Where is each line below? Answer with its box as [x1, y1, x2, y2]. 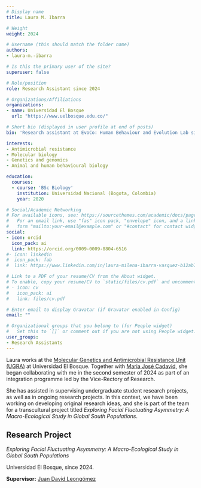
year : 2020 [17, 196, 44, 202]
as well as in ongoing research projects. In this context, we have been [6, 393, 178, 400]
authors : [6, 47, 28, 53]
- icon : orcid [6, 235, 42, 241]
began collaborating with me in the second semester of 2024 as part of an [6, 369, 190, 376]
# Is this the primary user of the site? [6, 64, 111, 70]
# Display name [6, 8, 44, 15]
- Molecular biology [6, 151, 58, 158]
